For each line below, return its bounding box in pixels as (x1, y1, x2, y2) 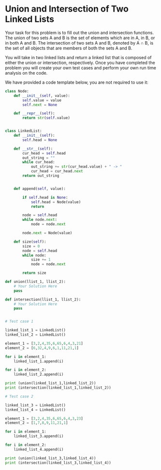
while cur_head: (22, 160, 55, 165)
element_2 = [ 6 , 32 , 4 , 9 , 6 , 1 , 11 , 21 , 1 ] (5, 345, 79, 350)
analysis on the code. (5, 70, 48, 76)
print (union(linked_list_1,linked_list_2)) (5, 381, 96, 386)
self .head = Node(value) (30, 200, 81, 204)
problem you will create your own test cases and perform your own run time (5, 64, 156, 71)
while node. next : (22, 217, 57, 222)
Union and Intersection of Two (5, 3, 129, 15)
